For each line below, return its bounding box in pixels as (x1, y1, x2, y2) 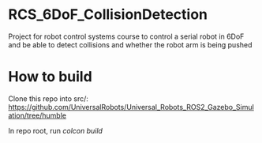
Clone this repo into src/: (8, 93, 89, 103)
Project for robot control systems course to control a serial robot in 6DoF (8, 32, 245, 41)
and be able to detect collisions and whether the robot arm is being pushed (8, 40, 253, 49)
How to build (8, 68, 92, 86)
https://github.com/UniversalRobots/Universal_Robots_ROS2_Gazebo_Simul (8, 102, 254, 111)
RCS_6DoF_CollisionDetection (8, 6, 208, 24)
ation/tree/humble (8, 111, 67, 120)
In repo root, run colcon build (8, 126, 103, 135)
